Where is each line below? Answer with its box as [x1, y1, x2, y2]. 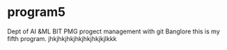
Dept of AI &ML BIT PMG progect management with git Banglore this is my [7, 27, 221, 35]
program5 [7, 4, 66, 20]
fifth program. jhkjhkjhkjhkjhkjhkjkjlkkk [7, 34, 117, 42]
